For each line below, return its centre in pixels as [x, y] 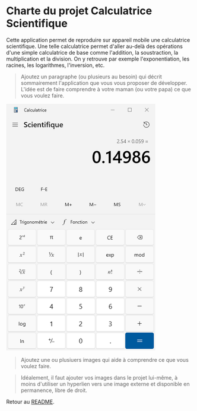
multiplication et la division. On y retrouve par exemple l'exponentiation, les [98, 59]
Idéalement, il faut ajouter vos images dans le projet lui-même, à [99, 377]
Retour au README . [30, 402]
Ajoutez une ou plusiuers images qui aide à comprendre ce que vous [104, 359]
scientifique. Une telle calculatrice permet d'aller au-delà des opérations [94, 46]
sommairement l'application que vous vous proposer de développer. [104, 83]
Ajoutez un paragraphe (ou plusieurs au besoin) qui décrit [91, 77]
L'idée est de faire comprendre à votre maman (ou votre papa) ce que [106, 89]
